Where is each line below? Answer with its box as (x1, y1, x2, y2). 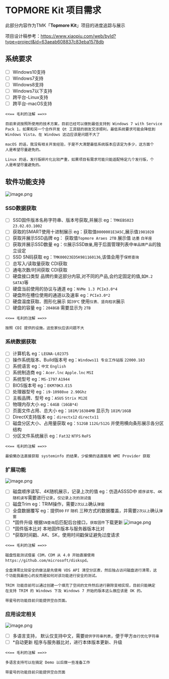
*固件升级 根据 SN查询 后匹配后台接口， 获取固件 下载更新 (12, 519, 123, 525)
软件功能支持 (5, 177, 45, 186)
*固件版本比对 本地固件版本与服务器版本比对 (12, 526, 105, 532)
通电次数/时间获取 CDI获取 (12, 267, 68, 273)
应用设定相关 (5, 610, 37, 617)
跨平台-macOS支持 (12, 100, 52, 107)
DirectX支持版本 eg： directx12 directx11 (12, 413, 99, 420)
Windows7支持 (12, 75, 44, 81)
